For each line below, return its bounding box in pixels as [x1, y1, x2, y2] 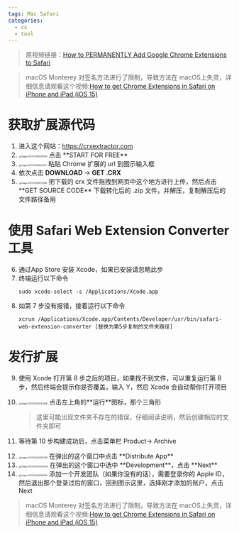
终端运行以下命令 [18, 274, 69, 282]
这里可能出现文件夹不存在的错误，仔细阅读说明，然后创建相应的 [35, 413, 223, 422]
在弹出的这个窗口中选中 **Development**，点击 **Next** [49, 461, 218, 469]
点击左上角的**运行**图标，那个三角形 [49, 398, 162, 407]
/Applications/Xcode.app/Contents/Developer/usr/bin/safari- [37, 316, 222, 323]
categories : [8, 17, 43, 24]
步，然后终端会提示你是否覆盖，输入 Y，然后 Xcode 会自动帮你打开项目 [18, 383, 228, 391]
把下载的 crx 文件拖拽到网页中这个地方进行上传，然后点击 [48, 177, 217, 186]
